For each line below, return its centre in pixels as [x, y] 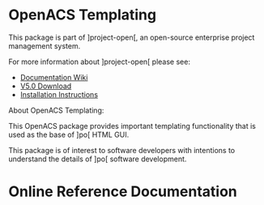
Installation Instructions [59, 94]
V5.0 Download [46, 86]
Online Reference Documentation [123, 192]
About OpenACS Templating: [56, 110]
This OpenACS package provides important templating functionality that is [132, 126]
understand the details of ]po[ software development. [98, 159]
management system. [45, 45]
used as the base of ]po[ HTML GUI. [69, 135]
